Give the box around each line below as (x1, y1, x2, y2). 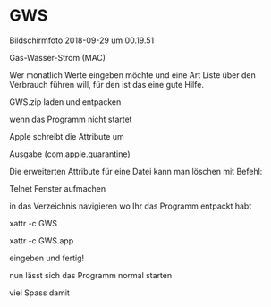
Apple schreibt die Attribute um (9, 131, 124, 141)
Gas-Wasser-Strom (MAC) (9, 52, 106, 63)
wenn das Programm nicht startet (9, 114, 132, 124)
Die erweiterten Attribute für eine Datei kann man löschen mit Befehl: (9, 166, 263, 176)
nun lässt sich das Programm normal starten (9, 269, 173, 280)
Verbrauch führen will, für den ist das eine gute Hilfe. (9, 79, 204, 90)
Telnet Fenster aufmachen (9, 183, 106, 193)
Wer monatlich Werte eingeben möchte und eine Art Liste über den (9, 69, 257, 81)
